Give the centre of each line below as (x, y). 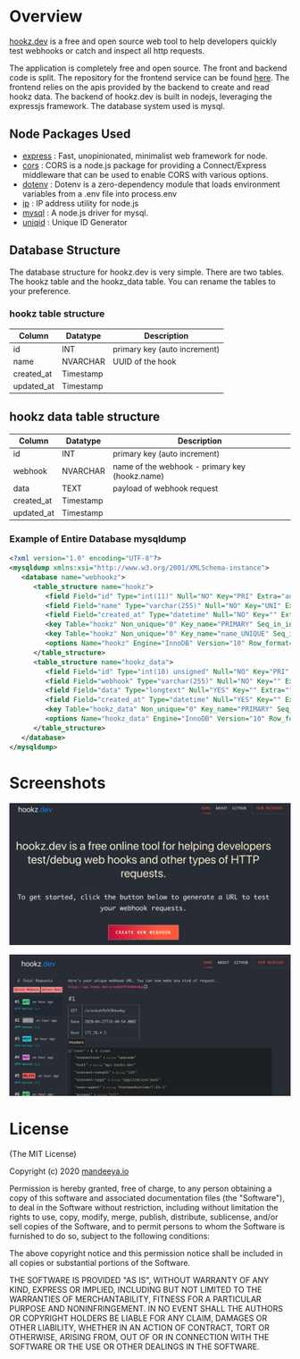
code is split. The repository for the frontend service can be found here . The (150, 77)
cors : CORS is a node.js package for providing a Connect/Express (144, 165)
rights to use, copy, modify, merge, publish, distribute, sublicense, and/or (144, 1217)
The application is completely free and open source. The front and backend (148, 68)
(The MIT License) (43, 1153)
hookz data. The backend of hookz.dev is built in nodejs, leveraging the (141, 97)
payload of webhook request (166, 488)
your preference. (40, 291)
